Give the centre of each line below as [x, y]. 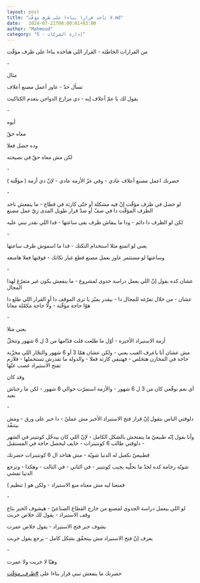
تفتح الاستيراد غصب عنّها [34, 365]
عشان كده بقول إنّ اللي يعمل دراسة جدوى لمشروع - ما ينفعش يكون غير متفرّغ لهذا [100, 281]
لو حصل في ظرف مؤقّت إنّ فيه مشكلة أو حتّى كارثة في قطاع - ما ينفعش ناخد [94, 204]
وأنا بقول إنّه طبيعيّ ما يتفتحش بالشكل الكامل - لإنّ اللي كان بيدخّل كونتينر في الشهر [101, 437]
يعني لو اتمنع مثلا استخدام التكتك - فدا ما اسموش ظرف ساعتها [77, 246]
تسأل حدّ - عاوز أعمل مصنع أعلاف [45, 87]
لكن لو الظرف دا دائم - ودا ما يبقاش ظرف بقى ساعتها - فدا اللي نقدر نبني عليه [95, 222]
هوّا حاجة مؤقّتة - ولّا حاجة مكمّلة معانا [49, 306]
